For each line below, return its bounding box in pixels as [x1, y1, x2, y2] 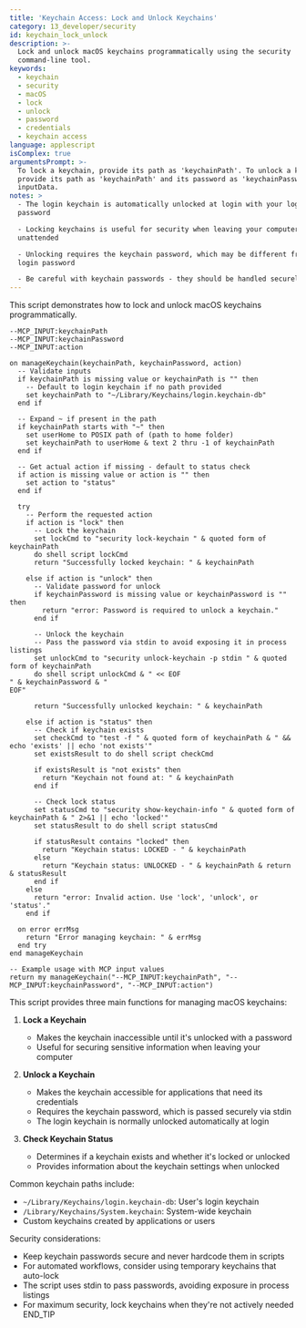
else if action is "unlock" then [25, 574, 153, 583]
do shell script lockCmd [33, 551, 128, 560]
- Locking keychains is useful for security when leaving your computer [17, 224, 300, 233]
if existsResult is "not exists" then [33, 766, 181, 775]
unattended [17, 233, 59, 242]
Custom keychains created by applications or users [22, 1216, 216, 1227]
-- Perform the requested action [25, 510, 153, 520]
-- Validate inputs [17, 366, 92, 376]
